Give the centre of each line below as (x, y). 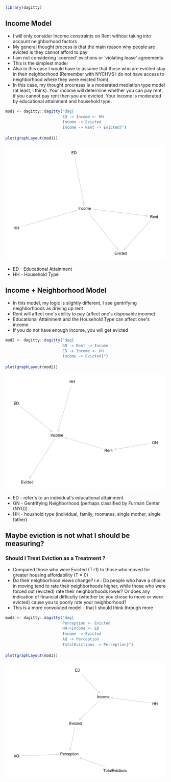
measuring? (25, 544)
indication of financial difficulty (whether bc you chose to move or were (88, 596)
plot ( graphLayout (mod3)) (32, 655)
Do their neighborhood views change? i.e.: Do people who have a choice (89, 580)
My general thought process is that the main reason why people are (84, 47)
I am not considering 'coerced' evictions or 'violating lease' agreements (88, 57)
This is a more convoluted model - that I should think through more (83, 608)
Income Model (29, 23)
